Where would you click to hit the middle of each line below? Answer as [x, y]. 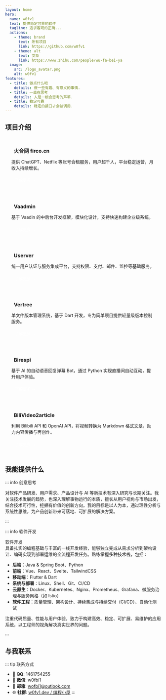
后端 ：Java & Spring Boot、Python [48, 565]
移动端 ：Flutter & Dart [35, 577]
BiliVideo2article [34, 415]
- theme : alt [27, 51]
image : [16, 65]
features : [15, 79]
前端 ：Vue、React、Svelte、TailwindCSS [54, 571]
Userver [24, 256]
